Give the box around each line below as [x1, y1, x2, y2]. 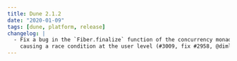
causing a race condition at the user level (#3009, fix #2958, [20, 43, 213, 50]
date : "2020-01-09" [7, 17, 65, 24]
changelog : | [7, 29, 46, 37]
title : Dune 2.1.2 [7, 10, 61, 18]
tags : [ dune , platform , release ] [7, 23, 106, 30]
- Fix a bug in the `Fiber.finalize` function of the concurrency [13, 36, 213, 43]
